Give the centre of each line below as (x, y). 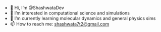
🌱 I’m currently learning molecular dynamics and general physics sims (83, 18)
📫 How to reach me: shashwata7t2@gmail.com (60, 24)
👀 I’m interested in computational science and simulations (70, 13)
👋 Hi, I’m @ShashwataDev (37, 8)
